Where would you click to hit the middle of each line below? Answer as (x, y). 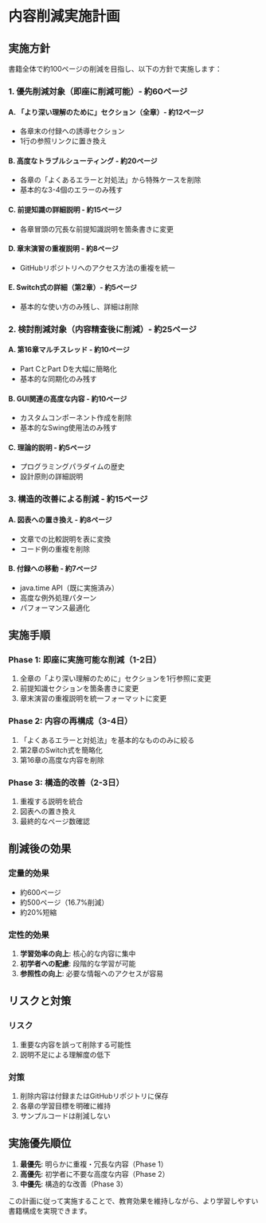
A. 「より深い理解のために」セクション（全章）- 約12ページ (106, 111)
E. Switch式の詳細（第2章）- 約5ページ (72, 287)
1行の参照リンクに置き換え (63, 141)
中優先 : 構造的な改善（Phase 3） (73, 1184)
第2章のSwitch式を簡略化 (61, 750)
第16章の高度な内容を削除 (62, 760)
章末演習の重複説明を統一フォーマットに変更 (93, 698)
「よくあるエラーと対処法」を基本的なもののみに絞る (107, 740)
